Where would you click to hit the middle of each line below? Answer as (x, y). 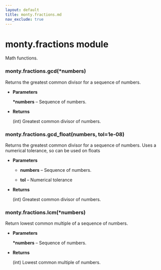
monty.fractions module (57, 44)
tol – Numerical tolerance (46, 180)
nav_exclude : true (24, 19)
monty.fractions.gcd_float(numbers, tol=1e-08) (65, 134)
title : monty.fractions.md (33, 15)
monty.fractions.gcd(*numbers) (46, 71)
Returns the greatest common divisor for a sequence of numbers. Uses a (81, 145)
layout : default (22, 10)
